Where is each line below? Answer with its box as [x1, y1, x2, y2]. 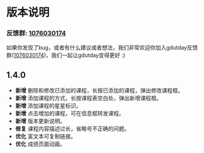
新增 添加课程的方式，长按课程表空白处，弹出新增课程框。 [15, 94, 162, 102]
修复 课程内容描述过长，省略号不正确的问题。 [15, 125, 130, 132]
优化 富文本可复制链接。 [15, 133, 77, 140]
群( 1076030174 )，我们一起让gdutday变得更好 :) [6, 51, 126, 59]
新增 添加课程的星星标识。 [15, 102, 81, 110]
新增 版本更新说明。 [15, 118, 66, 125]
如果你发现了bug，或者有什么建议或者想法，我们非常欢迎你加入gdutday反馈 [6, 44, 198, 51]
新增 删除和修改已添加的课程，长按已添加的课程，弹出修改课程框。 [15, 87, 184, 94]
